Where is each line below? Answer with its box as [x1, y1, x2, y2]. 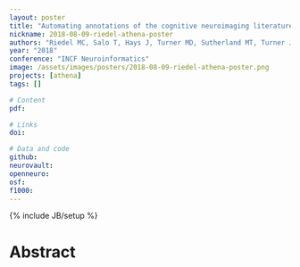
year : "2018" [9, 46, 58, 55]
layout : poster [9, 13, 66, 22]
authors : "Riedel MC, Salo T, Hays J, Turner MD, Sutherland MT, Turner [9, 38, 286, 47]
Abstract [9, 242, 76, 262]
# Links [9, 120, 38, 129]
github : [9, 153, 38, 162]
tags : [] [9, 79, 42, 88]
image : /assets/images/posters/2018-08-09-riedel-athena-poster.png [9, 63, 270, 72]
